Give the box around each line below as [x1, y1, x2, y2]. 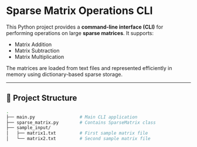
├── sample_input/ [6, 125, 51, 131]
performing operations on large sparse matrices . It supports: [6, 29, 154, 36]
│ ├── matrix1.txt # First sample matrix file [6, 130, 148, 136]
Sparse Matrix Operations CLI [6, 4, 153, 17]
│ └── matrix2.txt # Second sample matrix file [6, 136, 151, 142]
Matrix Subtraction [14, 47, 60, 54]
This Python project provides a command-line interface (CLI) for [6, 23, 164, 30]
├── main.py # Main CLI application [6, 114, 138, 120]
